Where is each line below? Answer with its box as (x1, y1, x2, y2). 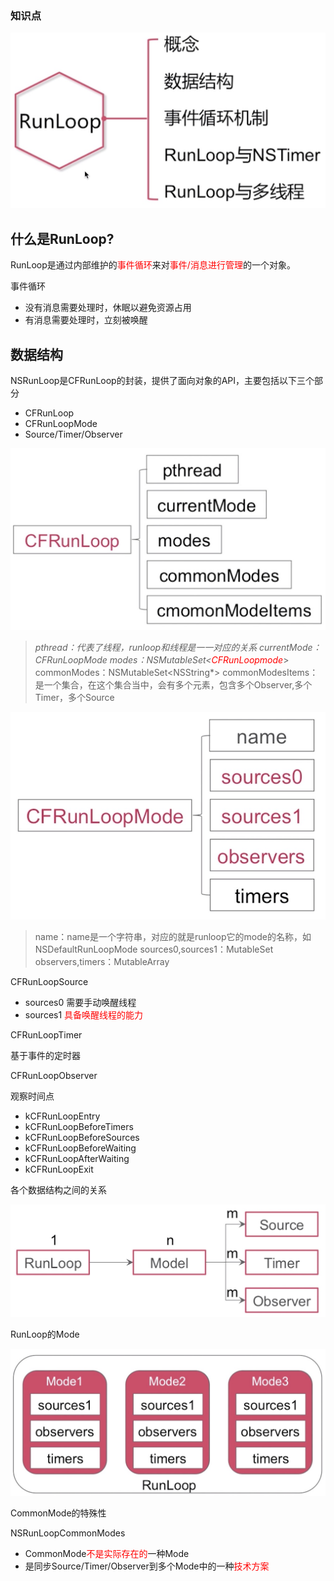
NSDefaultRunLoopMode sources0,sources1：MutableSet (34, 943, 274, 955)
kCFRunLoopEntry (24, 1110, 101, 1122)
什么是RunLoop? (10, 230, 115, 247)
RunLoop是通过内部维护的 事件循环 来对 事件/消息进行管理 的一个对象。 (10, 259, 296, 271)
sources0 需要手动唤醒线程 (24, 996, 137, 1008)
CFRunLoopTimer (10, 1028, 83, 1041)
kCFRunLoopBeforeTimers (24, 1120, 134, 1132)
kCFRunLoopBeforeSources (24, 1131, 140, 1143)
